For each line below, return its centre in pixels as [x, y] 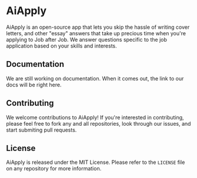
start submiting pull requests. [41, 130]
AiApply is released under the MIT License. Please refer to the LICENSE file [96, 162]
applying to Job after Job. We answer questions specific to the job [87, 39]
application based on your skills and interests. [62, 46]
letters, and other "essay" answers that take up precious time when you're [96, 33]
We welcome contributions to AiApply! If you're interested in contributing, [95, 117]
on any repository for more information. [54, 169]
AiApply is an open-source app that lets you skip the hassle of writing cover [98, 27]
